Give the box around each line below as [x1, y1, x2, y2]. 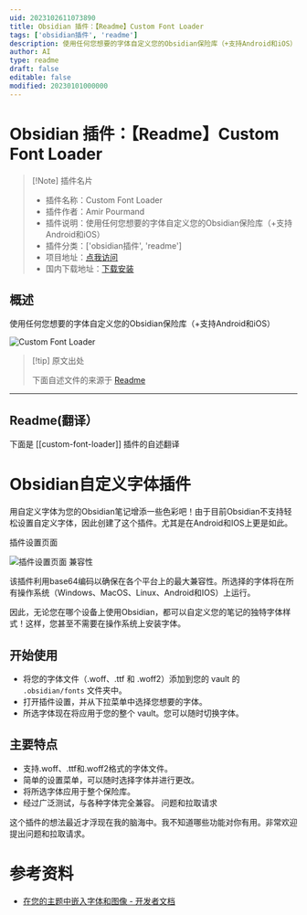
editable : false [9, 73, 71, 82]
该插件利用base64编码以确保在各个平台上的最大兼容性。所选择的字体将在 [9, 576, 286, 587]
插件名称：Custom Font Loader [45, 194, 163, 206]
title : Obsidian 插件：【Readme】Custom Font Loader [9, 22, 204, 31]
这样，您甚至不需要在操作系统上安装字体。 [25, 618, 185, 629]
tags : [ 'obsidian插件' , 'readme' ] [9, 30, 139, 39]
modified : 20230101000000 [9, 81, 108, 90]
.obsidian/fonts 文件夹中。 [22, 685, 128, 696]
